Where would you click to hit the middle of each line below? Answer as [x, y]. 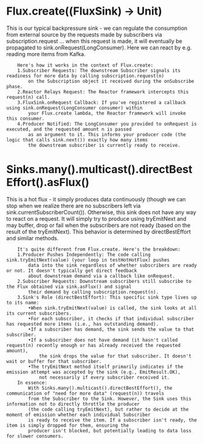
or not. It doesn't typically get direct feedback [72, 270]
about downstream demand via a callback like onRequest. [101, 276]
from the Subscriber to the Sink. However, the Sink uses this [110, 399]
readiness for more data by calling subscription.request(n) [85, 76]
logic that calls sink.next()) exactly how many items [77, 140]
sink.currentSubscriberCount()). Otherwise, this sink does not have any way [101, 212]
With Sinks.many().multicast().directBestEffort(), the [100, 388]
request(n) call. [28, 97]
